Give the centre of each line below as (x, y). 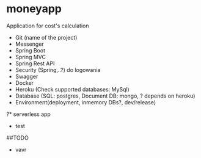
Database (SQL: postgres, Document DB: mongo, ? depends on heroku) (105, 96)
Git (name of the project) (46, 37)
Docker (24, 83)
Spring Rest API (35, 63)
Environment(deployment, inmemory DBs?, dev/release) (86, 102)
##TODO (17, 138)
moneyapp (34, 9)
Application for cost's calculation (48, 26)
